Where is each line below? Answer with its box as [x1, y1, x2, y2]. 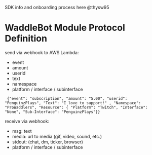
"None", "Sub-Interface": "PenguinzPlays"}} [5, 109, 100, 114]
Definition [5, 33, 48, 45]
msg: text [12, 128, 32, 134]
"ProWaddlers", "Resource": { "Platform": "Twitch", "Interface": [5, 105, 148, 110]
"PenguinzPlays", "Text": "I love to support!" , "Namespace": [5, 100, 141, 105]
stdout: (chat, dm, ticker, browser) [12, 139, 83, 145]
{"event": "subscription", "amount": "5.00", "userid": [7, 96, 128, 101]
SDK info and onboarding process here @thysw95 [5, 5, 109, 10]
